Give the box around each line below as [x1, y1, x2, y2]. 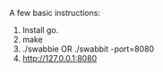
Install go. [21, 25, 59, 35]
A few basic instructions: [9, 8, 101, 18]
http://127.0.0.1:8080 [21, 53, 98, 63]
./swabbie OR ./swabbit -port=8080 [21, 44, 155, 54]
